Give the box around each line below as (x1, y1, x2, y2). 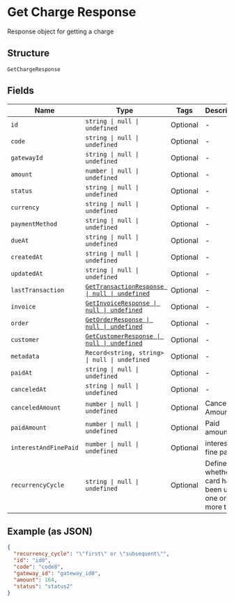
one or (205, 493, 226, 503)
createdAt (10, 253, 43, 261)
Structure (7, 47, 50, 59)
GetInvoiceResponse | (85, 299, 157, 307)
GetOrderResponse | (85, 315, 150, 324)
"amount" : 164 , (13, 576, 58, 584)
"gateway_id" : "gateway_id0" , (13, 570, 101, 577)
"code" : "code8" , (13, 563, 64, 570)
